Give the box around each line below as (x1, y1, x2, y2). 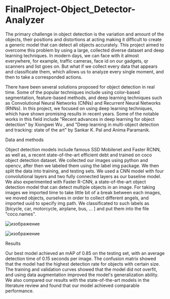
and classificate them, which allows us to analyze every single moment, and (5, 68, 164, 74)
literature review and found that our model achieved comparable (5, 282, 140, 288)
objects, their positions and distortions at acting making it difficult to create (5, 36, 162, 42)
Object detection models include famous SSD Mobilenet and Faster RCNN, (5, 146, 161, 152)
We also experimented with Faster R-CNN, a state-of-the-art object (5, 179, 146, 185)
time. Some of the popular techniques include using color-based (5, 89, 140, 95)
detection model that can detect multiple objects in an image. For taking (5, 184, 156, 190)
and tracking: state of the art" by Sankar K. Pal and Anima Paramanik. (5, 126, 151, 133)
